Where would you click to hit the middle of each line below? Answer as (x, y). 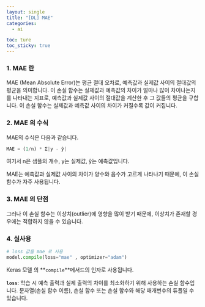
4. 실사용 (19, 239)
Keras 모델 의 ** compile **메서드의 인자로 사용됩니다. (70, 270)
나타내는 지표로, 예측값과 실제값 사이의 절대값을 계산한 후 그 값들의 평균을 (100, 98)
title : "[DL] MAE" (30, 18)
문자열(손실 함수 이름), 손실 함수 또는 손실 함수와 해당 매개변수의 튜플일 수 (107, 290)
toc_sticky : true (28, 46)
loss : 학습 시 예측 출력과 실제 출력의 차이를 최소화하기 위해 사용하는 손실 (92, 283)
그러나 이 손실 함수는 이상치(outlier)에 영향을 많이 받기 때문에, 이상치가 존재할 (99, 214)
